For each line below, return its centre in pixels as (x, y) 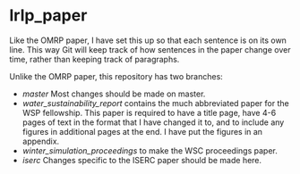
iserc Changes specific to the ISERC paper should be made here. (142, 160)
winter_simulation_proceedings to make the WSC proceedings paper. (150, 150)
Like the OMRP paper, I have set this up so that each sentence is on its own (148, 40)
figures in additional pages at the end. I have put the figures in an (142, 131)
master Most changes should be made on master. (114, 94)
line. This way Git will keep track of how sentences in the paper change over (150, 49)
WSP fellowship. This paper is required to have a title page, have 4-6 (149, 112)
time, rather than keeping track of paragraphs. (94, 59)
